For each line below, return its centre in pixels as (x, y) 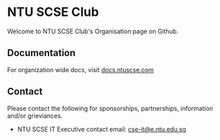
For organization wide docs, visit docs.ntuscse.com (81, 69)
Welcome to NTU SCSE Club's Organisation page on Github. (93, 31)
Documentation (42, 53)
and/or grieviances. (35, 116)
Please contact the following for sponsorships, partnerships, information (110, 108)
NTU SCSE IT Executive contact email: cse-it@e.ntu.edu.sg (102, 129)
